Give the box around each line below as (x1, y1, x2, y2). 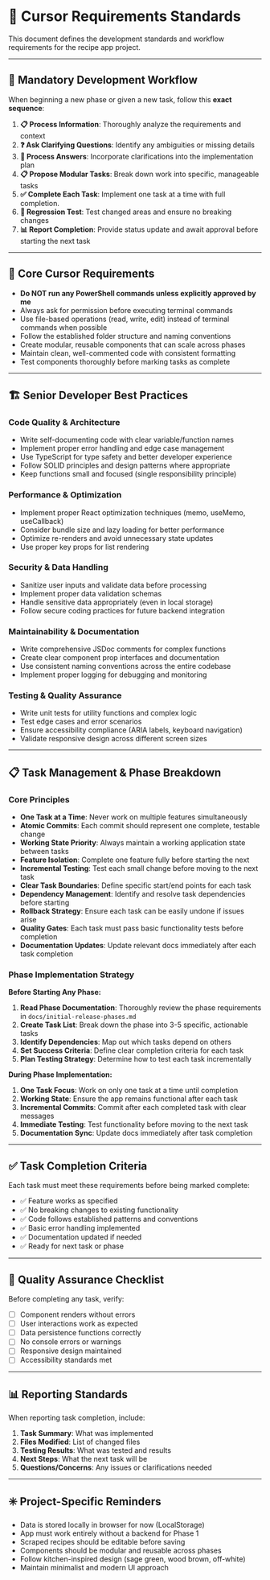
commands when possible (19, 322, 108, 332)
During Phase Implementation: (8, 1070, 112, 1079)
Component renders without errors (19, 1310, 136, 1319)
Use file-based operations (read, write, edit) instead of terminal (19, 314, 230, 324)
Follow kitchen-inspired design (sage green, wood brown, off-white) (19, 1554, 247, 1564)
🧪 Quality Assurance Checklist (8, 1273, 165, 1286)
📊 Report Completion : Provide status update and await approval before (19, 225, 259, 234)
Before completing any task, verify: (8, 1294, 125, 1304)
